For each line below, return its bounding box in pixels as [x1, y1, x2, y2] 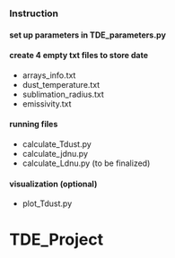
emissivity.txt [22, 98, 72, 109]
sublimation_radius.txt [22, 89, 105, 99]
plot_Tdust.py [22, 198, 73, 209]
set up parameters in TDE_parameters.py [9, 30, 166, 40]
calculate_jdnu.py [22, 148, 88, 159]
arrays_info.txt [22, 70, 76, 81]
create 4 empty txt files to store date [9, 50, 149, 61]
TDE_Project [9, 229, 104, 250]
